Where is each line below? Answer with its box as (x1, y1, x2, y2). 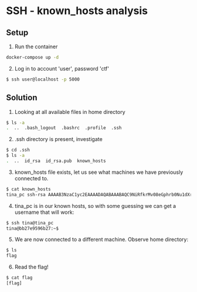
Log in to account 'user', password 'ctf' (14, 65, 110, 72)
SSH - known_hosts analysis (6, 4, 148, 18)
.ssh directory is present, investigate (14, 136, 103, 143)
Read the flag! (14, 263, 49, 271)
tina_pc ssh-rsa (6, 192, 46, 197)
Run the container (14, 43, 58, 50)
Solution (6, 93, 38, 103)
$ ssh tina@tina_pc (6, 220, 54, 226)
